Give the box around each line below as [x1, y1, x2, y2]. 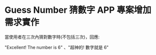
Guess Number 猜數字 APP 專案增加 [4, 4, 152, 16]
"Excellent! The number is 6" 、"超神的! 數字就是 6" [4, 44, 109, 50]
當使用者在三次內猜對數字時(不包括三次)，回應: [4, 34, 100, 40]
